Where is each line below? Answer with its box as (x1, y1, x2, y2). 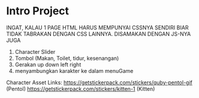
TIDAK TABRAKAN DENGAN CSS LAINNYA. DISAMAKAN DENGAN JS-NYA (6, 30, 191, 37)
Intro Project (6, 4, 70, 18)
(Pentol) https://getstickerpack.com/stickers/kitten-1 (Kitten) (6, 85, 155, 92)
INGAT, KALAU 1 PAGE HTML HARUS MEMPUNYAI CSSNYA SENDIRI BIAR (6, 24, 189, 31)
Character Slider (14, 48, 56, 55)
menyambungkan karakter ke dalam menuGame (14, 67, 134, 74)
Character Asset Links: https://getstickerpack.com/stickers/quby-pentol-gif (6, 79, 193, 86)
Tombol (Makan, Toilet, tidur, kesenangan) (14, 54, 119, 62)
